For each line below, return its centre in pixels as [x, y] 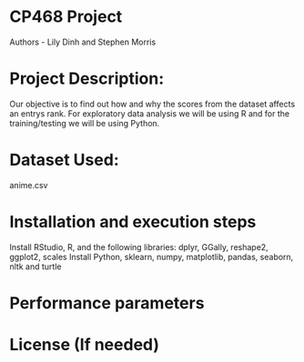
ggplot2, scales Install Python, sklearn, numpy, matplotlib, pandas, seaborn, [152, 256]
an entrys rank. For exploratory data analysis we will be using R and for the [149, 113]
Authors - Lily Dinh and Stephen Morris [83, 42]
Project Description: [87, 79]
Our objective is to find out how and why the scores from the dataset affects [152, 104]
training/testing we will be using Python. [85, 123]
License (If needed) [85, 345]
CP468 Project [66, 17]
